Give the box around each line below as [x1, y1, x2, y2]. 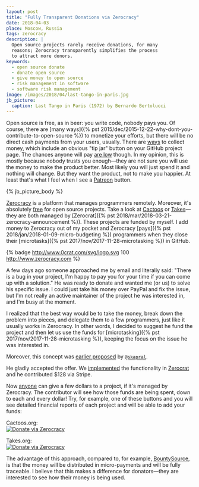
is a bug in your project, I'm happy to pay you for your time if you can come [6, 273, 191, 280]
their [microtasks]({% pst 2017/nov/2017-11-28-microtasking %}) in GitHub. [6, 237, 191, 244]
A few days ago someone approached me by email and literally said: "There [6, 266, 191, 274]
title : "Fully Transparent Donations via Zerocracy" [6, 14, 140, 20]
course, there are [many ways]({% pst [6, 126, 100, 133]
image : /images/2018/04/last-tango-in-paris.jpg [6, 92, 129, 98]
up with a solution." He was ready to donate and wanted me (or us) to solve [6, 279, 191, 286]
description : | [6, 36, 44, 42]
